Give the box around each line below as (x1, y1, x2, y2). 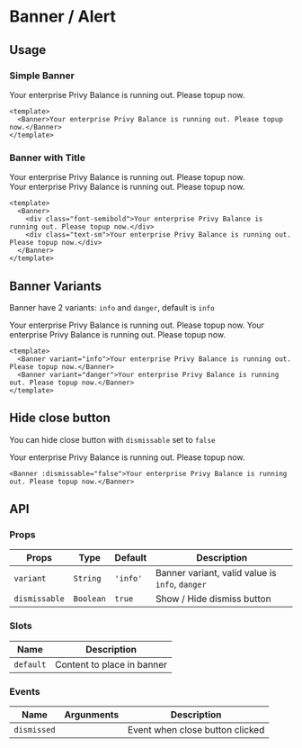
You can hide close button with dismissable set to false (9, 434, 216, 445)
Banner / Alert (9, 6, 117, 27)
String (73, 573, 102, 584)
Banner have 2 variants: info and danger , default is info (9, 302, 215, 312)
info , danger (155, 578, 207, 590)
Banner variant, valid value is (155, 567, 277, 580)
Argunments (64, 708, 120, 721)
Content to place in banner (55, 658, 168, 671)
